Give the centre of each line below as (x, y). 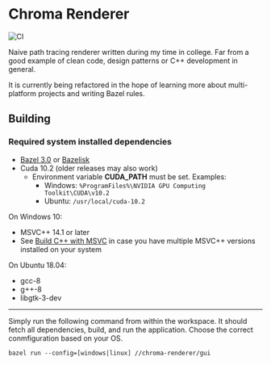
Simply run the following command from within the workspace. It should (128, 321)
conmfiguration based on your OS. (66, 338)
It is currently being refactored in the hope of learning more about (118, 85)
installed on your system (61, 249)
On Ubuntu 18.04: (38, 265)
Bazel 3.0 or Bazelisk (55, 159)
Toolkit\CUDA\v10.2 (77, 193)
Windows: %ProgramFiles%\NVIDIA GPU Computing (125, 185)
